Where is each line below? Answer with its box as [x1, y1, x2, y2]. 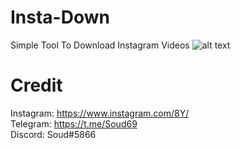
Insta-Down [10, 6, 110, 29]
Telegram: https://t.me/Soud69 [10, 117, 138, 130]
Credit [10, 74, 63, 97]
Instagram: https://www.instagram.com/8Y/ [10, 107, 190, 119]
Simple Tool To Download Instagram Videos [10, 39, 190, 51]
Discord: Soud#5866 [10, 128, 97, 140]
